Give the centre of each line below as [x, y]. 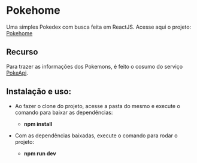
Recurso [22, 52]
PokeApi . [17, 73]
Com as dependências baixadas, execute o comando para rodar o [96, 136]
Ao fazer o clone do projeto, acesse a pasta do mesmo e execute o [98, 106]
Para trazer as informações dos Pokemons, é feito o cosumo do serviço [95, 66]
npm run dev [40, 153]
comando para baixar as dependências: [64, 112]
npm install [38, 124]
